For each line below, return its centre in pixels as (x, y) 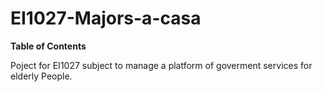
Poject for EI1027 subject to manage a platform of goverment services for (161, 65)
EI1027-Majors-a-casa (106, 18)
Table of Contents (48, 46)
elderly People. (41, 76)
